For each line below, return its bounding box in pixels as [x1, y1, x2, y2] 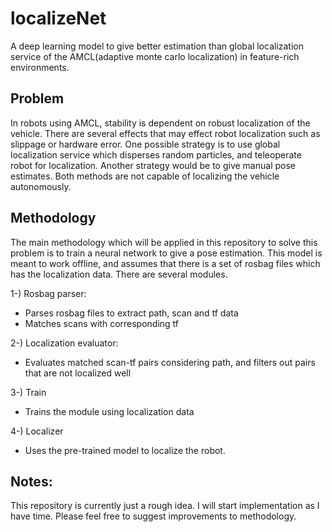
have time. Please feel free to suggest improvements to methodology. [10, 510, 297, 522]
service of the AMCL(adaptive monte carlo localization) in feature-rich [10, 50, 300, 62]
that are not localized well [24, 367, 132, 379]
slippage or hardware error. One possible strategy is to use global [10, 138, 281, 150]
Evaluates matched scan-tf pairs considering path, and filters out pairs [24, 356, 316, 368]
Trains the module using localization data [24, 405, 195, 417]
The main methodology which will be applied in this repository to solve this [10, 236, 318, 248]
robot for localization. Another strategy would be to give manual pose [10, 159, 296, 171]
